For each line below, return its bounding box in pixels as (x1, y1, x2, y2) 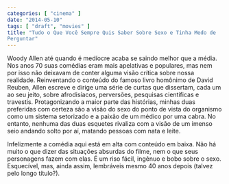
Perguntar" (7, 36, 38, 42)
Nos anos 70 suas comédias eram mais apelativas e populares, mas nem (7, 62, 213, 70)
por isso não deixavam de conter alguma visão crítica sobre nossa (7, 69, 195, 77)
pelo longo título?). (7, 169, 60, 178)
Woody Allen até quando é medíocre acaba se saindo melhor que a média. (7, 54, 217, 62)
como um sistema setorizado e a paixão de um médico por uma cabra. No (7, 112, 216, 120)
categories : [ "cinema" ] (7, 10, 81, 17)
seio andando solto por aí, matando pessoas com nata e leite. (7, 127, 181, 135)
